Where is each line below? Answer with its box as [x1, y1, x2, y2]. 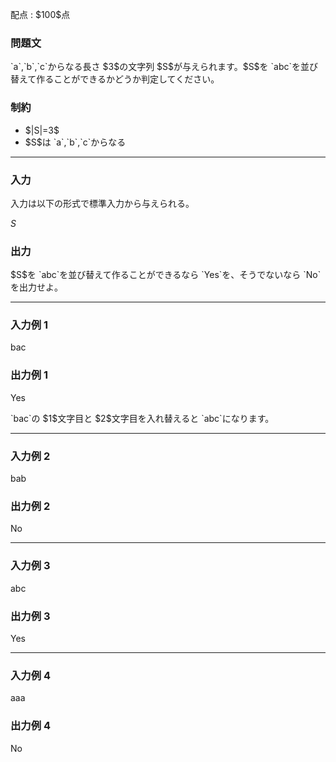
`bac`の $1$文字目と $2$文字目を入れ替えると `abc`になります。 [10, 412, 275, 424]
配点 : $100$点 [10, 9, 71, 20]
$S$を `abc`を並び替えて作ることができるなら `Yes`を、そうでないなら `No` [10, 269, 322, 281]
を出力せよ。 [10, 281, 63, 293]
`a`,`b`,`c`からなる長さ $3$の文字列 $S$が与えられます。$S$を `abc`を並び [10, 61, 318, 73]
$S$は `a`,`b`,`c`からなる [24, 136, 127, 148]
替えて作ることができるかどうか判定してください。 [10, 73, 220, 85]
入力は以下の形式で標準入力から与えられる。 [10, 197, 195, 209]
